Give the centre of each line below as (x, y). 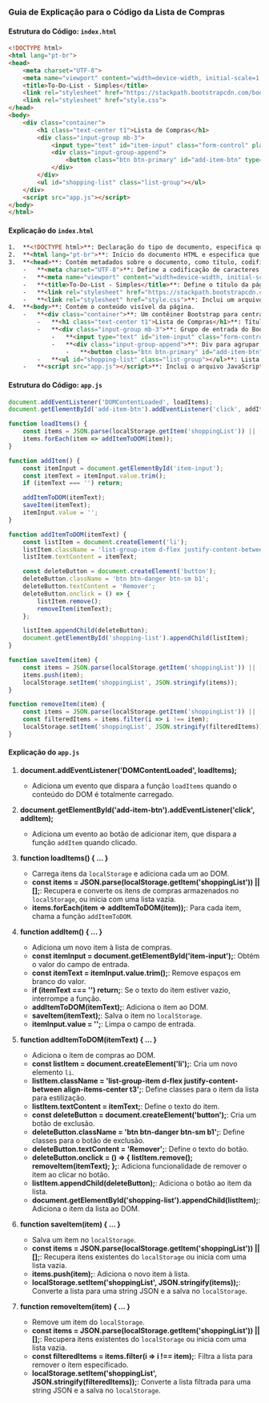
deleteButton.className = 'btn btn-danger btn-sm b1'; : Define (139, 1132)
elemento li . (53, 1072)
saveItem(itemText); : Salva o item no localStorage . (117, 1015)
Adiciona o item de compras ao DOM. (94, 1055)
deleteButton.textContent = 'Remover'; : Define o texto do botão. (140, 1149)
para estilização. (59, 1097)
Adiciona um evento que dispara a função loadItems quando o (134, 786)
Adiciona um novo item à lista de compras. (102, 947)
